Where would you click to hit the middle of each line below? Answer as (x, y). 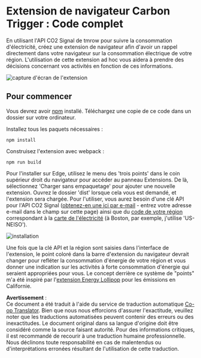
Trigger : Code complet (65, 24)
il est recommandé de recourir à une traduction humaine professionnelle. (96, 336)
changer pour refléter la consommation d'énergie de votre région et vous (96, 260)
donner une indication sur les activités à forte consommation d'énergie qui (98, 267)
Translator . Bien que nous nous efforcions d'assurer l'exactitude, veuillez (103, 310)
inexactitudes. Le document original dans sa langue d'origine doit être (92, 323)
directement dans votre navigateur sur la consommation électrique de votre (99, 53)
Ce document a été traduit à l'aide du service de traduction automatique (95, 304)
